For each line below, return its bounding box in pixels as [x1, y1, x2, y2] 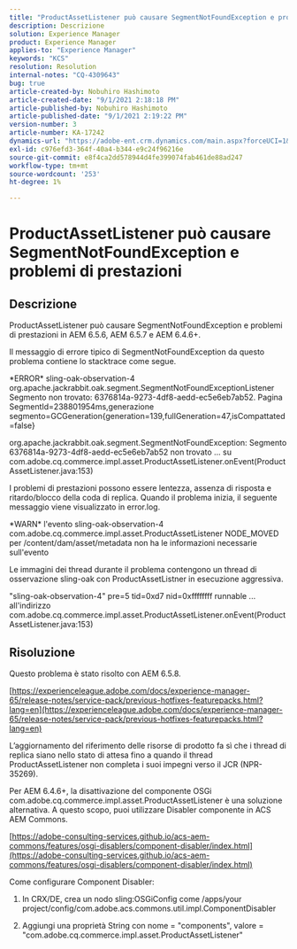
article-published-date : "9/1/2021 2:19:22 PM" [9, 112, 188, 121]
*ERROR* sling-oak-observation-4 [9, 373, 135, 384]
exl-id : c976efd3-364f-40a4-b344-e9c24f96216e [9, 144, 184, 153]
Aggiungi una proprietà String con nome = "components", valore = [21, 920, 264, 930]
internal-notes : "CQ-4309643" [9, 71, 121, 80]
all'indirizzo [9, 600, 51, 611]
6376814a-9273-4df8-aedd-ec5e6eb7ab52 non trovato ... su [9, 447, 232, 457]
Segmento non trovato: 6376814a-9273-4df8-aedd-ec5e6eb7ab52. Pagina [9, 392, 283, 403]
